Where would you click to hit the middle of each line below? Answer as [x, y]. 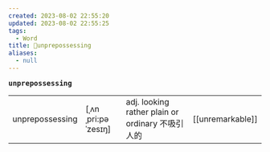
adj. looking [148, 101]
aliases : [23, 53]
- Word [27, 38]
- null [27, 61]
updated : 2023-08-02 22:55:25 [59, 23]
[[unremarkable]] [225, 119]
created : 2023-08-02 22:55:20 [59, 16]
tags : [17, 31]
